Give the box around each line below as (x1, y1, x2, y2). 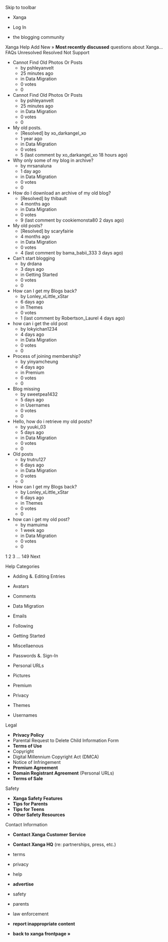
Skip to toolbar (5, 5, 36, 10)
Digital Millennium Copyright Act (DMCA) (12, 754, 99, 760)
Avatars (12, 583, 29, 589)
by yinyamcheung (20, 358, 58, 365)
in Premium (20, 370, 45, 375)
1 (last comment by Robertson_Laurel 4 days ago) (20, 315, 125, 321)
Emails (12, 613, 27, 619)
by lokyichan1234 (20, 326, 58, 332)
